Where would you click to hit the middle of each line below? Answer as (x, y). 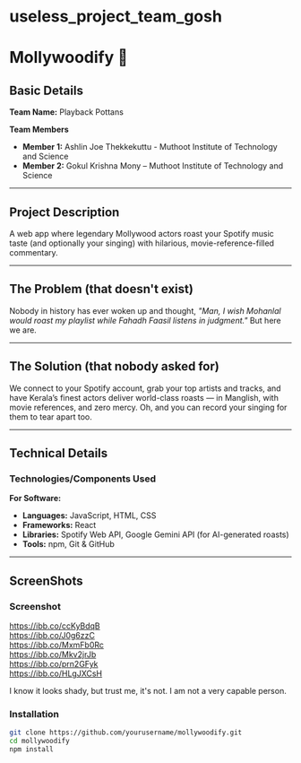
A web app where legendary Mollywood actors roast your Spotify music (142, 234)
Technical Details (59, 453)
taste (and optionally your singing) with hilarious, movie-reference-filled (142, 243)
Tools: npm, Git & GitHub (68, 544)
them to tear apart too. (51, 416)
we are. (23, 330)
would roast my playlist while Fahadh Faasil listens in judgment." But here (145, 320)
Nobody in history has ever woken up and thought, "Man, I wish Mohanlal (145, 310)
